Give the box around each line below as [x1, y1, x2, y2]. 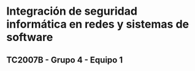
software [6, 31, 53, 44]
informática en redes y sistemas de [6, 17, 189, 31]
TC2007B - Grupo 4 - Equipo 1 [6, 54, 123, 65]
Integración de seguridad [6, 4, 138, 18]
